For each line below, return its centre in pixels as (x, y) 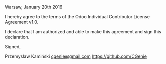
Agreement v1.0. (22, 22)
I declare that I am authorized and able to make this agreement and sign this (83, 32)
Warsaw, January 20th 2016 (34, 7)
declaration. (17, 37)
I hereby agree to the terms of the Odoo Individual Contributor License (77, 17)
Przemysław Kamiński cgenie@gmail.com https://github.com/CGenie (76, 56)
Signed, (13, 46)
